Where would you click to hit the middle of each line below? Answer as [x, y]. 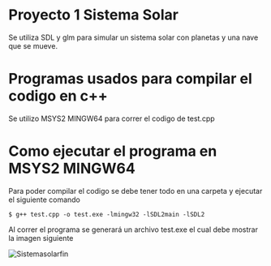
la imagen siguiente [41, 238]
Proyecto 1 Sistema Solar [93, 15]
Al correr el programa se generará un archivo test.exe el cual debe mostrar [133, 230]
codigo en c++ [58, 96]
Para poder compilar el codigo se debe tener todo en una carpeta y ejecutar [135, 191]
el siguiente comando [45, 199]
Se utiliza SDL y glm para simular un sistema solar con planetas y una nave [133, 37]
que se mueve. [33, 45]
